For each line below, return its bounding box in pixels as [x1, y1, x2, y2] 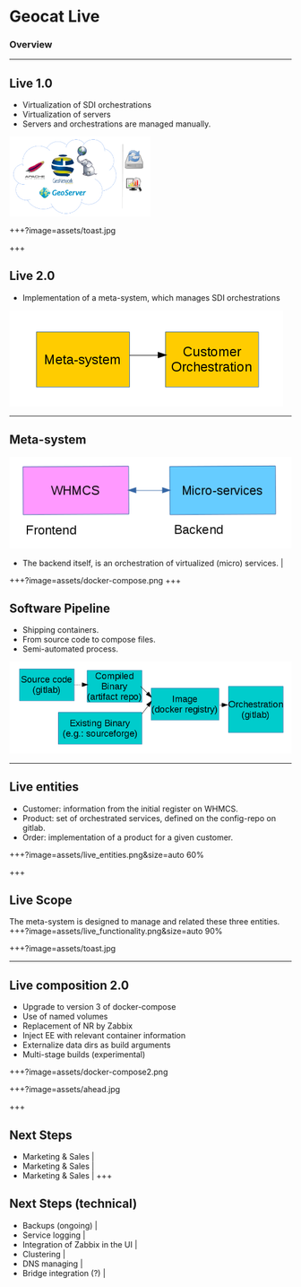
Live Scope [9, 893, 73, 908]
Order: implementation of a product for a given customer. [21, 832, 234, 843]
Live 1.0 [9, 75, 53, 91]
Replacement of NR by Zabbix [21, 1020, 133, 1031]
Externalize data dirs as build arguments [21, 1039, 171, 1051]
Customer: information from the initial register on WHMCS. [21, 803, 239, 814]
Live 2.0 [9, 268, 56, 284]
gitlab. [21, 822, 47, 833]
